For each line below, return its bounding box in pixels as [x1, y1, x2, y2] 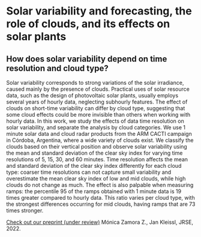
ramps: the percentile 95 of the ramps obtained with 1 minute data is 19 [6, 188, 182, 195]
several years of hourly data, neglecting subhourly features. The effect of [6, 98, 188, 105]
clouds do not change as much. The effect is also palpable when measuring [6, 182, 194, 188]
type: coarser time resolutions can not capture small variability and [6, 168, 172, 176]
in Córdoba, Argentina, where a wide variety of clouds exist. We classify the [6, 137, 194, 144]
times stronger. [6, 207, 44, 214]
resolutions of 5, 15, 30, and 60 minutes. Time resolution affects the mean [6, 156, 188, 163]
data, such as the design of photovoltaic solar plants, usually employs [6, 92, 179, 99]
